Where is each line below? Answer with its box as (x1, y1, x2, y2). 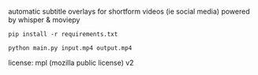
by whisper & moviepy (8, 15, 80, 24)
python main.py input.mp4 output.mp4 (8, 44, 133, 52)
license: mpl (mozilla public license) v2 (8, 58, 134, 67)
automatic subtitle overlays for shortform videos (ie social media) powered (8, 7, 250, 16)
